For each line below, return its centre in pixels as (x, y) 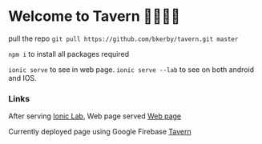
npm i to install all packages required (69, 54)
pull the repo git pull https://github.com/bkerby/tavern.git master (123, 38)
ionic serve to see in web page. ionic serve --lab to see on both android (131, 69)
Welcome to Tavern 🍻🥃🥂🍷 (94, 16)
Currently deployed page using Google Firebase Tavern (100, 132)
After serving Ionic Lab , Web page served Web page (95, 116)
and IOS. (23, 78)
